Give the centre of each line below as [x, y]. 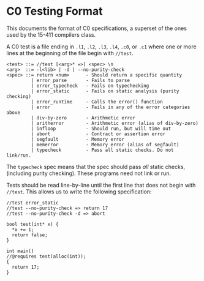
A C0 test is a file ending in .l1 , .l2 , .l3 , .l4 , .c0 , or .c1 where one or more [102, 47]
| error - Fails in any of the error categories [111, 107]
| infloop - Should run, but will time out [101, 129]
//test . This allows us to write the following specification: [79, 192]
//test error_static [33, 203]
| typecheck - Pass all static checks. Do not [102, 150]
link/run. [19, 155]
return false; [30, 235]
